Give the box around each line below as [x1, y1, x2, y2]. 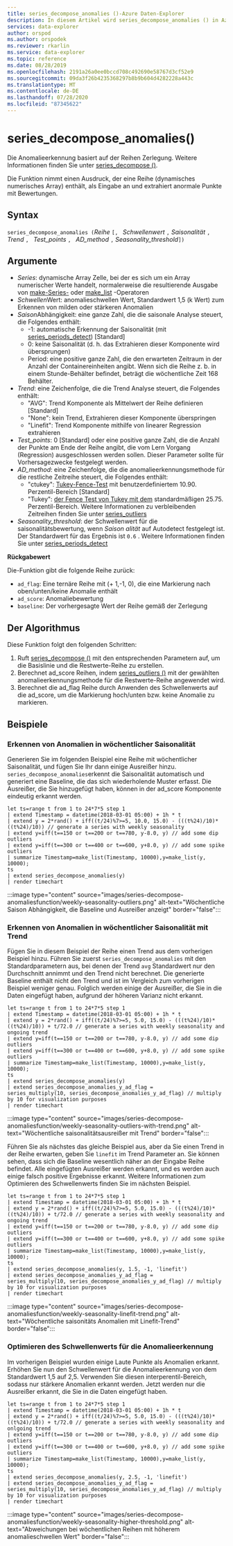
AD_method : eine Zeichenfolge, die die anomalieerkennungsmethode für [17, 466, 225, 474]
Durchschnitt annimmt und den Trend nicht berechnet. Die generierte [7, 969, 205, 978]
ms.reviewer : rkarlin [7, 42, 70, 49]
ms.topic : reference [7, 56, 67, 63]
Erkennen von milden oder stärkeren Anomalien [17, 303, 154, 311]
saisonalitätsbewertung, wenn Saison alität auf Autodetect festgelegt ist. [17, 525, 225, 533]
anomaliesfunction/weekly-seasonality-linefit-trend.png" [7, 1310, 169, 1318]
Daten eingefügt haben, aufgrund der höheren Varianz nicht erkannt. [7, 992, 203, 1000]
